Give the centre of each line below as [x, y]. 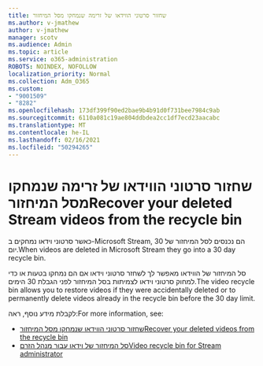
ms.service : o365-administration [63, 60]
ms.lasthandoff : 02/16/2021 [54, 140]
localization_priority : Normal [59, 74]
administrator [41, 354]
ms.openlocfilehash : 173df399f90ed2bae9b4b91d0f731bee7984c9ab [114, 111]
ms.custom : [26, 89]
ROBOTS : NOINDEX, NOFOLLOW [52, 67]
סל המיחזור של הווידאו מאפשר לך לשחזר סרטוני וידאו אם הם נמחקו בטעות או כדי [127, 273]
